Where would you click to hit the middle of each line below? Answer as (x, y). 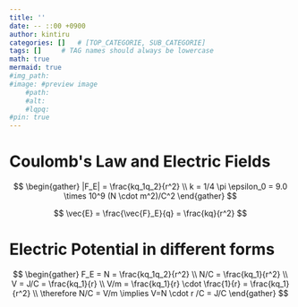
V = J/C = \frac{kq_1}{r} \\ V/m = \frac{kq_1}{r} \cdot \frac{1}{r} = (130, 284)
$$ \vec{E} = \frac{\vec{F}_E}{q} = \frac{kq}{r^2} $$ (150, 213)
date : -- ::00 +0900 (48, 26)
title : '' (28, 17)
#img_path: (30, 76)
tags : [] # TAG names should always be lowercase (112, 51)
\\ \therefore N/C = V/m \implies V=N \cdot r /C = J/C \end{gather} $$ (161, 293)
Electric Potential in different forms (142, 249)
